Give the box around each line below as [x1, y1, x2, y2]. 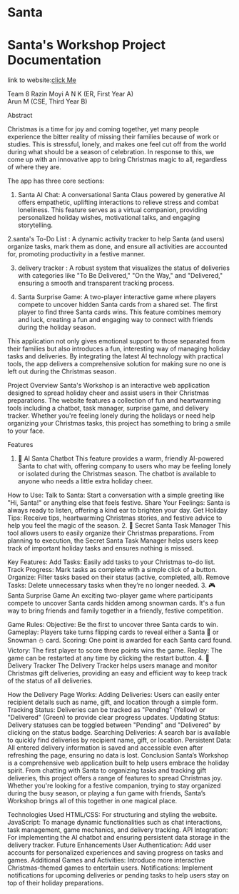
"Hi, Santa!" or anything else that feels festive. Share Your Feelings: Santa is [7, 498, 230, 507]
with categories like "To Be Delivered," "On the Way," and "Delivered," [17, 271, 223, 280]
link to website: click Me [7, 76, 77, 84]
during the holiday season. [17, 323, 96, 332]
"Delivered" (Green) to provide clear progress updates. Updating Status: [7, 713, 220, 722]
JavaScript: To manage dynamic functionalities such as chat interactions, [7, 818, 223, 827]
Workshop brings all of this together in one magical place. [7, 797, 178, 805]
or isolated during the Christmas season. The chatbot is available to [17, 469, 216, 478]
